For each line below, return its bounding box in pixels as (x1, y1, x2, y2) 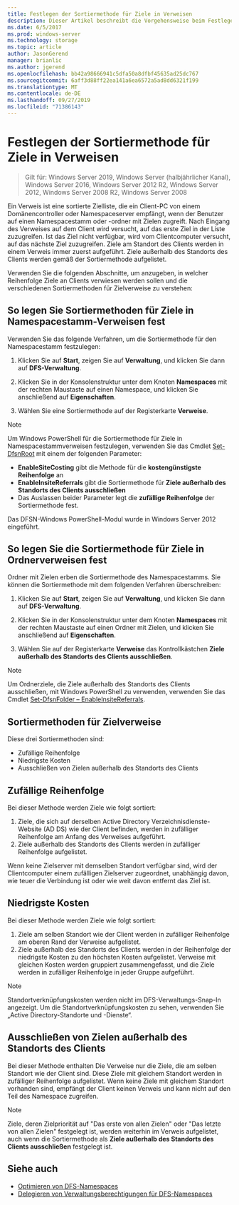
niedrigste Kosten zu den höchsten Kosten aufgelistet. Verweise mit (17, 952, 216, 961)
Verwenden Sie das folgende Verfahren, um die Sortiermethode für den (7, 335, 217, 343)
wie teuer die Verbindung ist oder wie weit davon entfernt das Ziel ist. (7, 877, 211, 885)
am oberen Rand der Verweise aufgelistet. (17, 937, 141, 946)
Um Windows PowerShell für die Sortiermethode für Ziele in (7, 434, 183, 442)
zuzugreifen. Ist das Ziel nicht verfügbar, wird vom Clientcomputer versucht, (7, 232, 231, 240)
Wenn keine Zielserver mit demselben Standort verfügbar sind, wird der (7, 861, 218, 870)
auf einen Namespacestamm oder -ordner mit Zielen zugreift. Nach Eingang (7, 217, 230, 225)
